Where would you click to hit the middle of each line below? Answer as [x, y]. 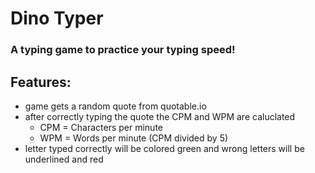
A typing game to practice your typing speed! [123, 50]
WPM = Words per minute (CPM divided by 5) [134, 138]
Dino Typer [57, 18]
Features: [41, 82]
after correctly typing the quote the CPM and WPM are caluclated [160, 116]
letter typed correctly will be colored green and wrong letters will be [164, 148]
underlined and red [64, 159]
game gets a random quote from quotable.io [115, 106]
